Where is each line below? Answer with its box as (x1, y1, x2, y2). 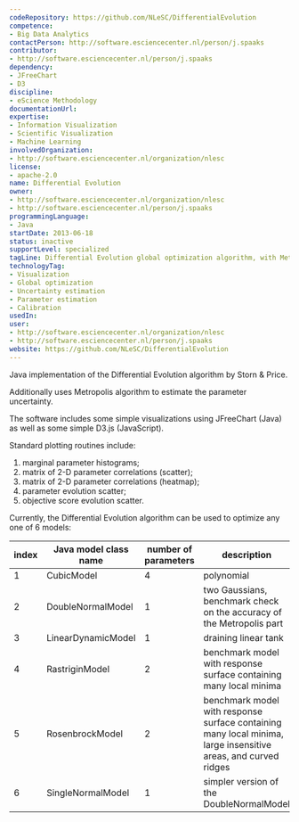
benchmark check (203, 595, 279, 607)
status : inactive (9, 237, 74, 246)
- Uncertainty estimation (9, 286, 105, 295)
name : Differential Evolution (9, 179, 122, 188)
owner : (9, 187, 34, 196)
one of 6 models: (9, 522, 72, 532)
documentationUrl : (9, 104, 77, 113)
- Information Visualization (9, 121, 117, 130)
